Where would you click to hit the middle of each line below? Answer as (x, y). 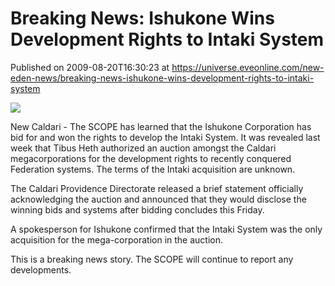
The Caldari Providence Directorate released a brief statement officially (157, 188)
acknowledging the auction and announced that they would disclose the (158, 199)
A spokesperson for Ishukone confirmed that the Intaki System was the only (166, 229)
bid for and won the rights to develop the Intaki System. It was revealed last (165, 137)
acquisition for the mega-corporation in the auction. (117, 239)
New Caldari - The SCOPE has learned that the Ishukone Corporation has (161, 126)
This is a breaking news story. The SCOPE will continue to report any (152, 259)
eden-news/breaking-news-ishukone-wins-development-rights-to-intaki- (162, 78)
